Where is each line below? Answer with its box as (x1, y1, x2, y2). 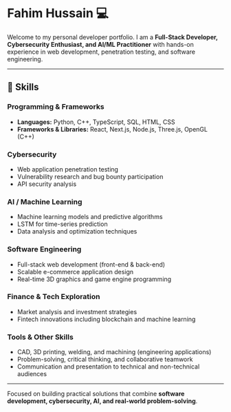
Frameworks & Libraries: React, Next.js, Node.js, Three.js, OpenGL (16, 125, 208, 133)
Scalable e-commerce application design (16, 267, 134, 276)
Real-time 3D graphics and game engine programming (16, 275, 172, 283)
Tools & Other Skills (7, 332, 74, 342)
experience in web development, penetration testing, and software (7, 48, 196, 56)
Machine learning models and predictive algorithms (16, 213, 163, 221)
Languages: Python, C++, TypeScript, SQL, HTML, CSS (16, 118, 175, 126)
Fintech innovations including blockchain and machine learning (16, 315, 196, 323)
